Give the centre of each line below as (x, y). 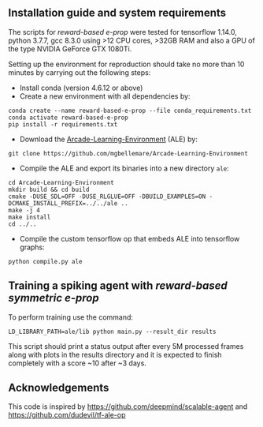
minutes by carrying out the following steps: (80, 72)
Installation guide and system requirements (117, 13)
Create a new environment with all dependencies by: (105, 96)
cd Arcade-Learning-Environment (61, 182)
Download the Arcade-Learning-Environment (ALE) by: (109, 139)
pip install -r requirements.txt (63, 124)
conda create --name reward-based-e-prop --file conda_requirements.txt (130, 110)
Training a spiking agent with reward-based (118, 286)
